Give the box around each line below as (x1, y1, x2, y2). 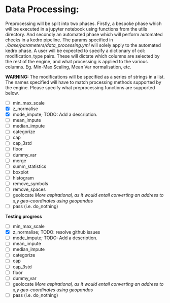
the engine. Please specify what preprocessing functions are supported (5, 84, 155, 90)
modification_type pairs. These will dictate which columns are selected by (5, 53, 160, 59)
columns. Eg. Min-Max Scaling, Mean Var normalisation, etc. (5, 64, 131, 70)
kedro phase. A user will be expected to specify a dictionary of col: (5, 47, 146, 54)
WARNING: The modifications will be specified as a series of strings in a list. (5, 73, 165, 80)
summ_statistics (12, 163, 47, 169)
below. (5, 90, 19, 96)
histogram (12, 174, 34, 181)
